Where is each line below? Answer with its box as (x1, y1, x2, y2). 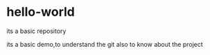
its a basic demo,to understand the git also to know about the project (6, 40, 204, 48)
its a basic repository (6, 27, 67, 35)
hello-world (6, 4, 76, 20)
